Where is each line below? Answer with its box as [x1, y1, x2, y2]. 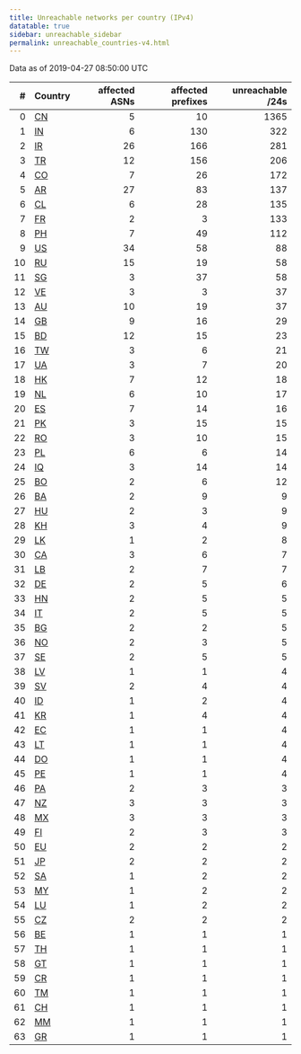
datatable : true [9, 22, 70, 31]
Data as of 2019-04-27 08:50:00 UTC [9, 63, 149, 74]
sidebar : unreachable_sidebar [9, 30, 123, 39]
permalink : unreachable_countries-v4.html [9, 38, 170, 48]
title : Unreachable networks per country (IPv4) [9, 13, 194, 22]
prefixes [171, 95, 208, 108]
